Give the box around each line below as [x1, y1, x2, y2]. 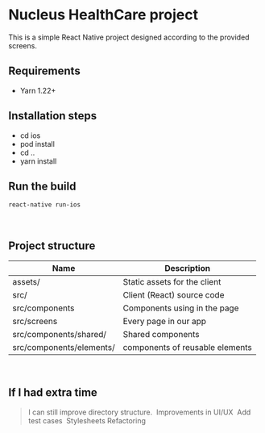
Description [164, 263, 211, 274]
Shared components [122, 329, 200, 340]
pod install [19, 139, 55, 148]
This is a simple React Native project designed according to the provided [8, 32, 250, 42]
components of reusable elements [122, 342, 252, 353]
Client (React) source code [122, 289, 225, 301]
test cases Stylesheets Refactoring [27, 415, 147, 425]
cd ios [19, 131, 41, 140]
